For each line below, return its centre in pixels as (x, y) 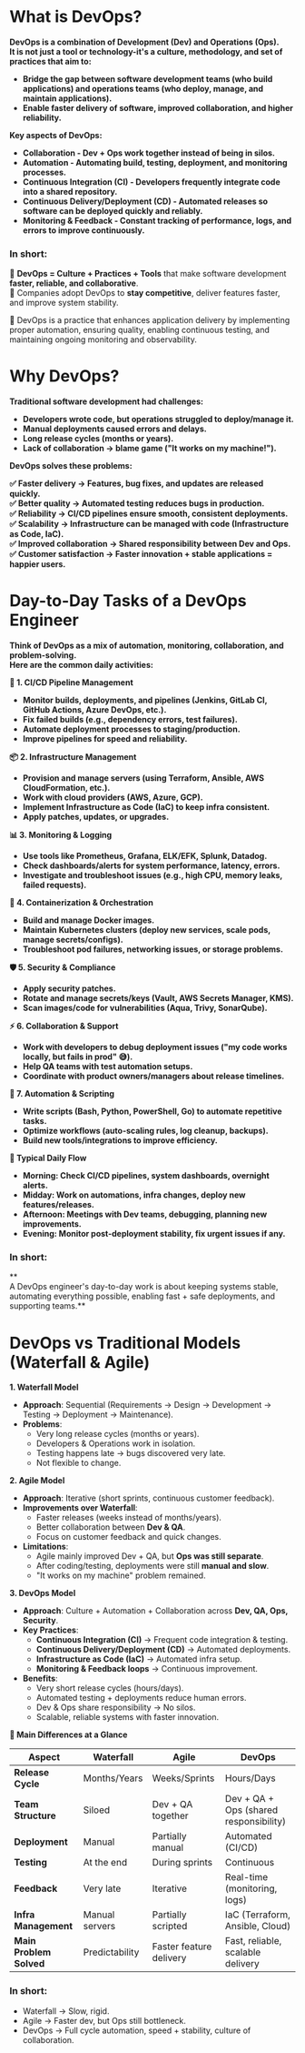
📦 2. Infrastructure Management (73, 757)
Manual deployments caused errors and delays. (114, 429)
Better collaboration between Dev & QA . (111, 1527)
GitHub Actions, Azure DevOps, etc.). (94, 710)
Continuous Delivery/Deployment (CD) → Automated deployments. (163, 1650)
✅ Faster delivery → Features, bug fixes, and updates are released (137, 483)
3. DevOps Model (43, 1593)
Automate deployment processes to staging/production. (131, 729)
